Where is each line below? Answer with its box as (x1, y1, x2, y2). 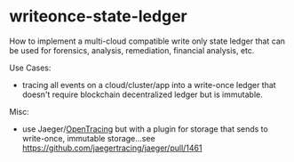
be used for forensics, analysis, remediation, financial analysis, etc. (9, 45, 255, 55)
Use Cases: (9, 62, 52, 73)
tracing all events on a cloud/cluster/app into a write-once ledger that (21, 79, 277, 90)
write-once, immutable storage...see (21, 133, 155, 143)
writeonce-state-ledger (9, 6, 188, 27)
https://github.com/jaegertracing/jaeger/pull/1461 (21, 142, 203, 153)
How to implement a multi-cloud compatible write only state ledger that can (9, 36, 286, 46)
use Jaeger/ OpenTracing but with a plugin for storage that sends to (21, 123, 268, 134)
